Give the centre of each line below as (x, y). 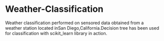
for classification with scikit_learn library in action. (56, 33)
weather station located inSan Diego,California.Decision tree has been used (82, 28)
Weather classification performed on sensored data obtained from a (75, 23)
